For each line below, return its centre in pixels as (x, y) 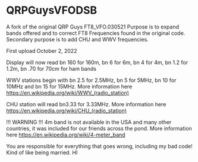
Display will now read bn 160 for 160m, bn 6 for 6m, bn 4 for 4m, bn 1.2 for (97, 62)
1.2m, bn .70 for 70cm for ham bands (51, 68)
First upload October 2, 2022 (42, 50)
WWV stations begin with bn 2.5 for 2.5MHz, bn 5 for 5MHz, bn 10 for (91, 80)
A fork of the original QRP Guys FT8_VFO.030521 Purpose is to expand (93, 27)
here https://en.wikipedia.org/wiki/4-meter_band (66, 135)
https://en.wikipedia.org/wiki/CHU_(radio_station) (66, 110)
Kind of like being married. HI (42, 153)
